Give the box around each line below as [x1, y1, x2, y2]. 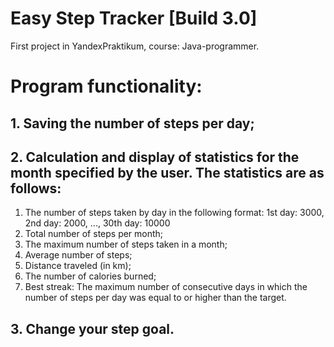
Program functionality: [10, 75, 203, 98]
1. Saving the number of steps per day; [10, 115, 255, 132]
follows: [10, 180, 62, 197]
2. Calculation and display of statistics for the [10, 148, 300, 166]
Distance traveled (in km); [24, 260, 132, 272]
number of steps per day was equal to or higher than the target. [24, 292, 287, 304]
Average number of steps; [24, 249, 133, 261]
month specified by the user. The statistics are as [10, 164, 325, 181]
